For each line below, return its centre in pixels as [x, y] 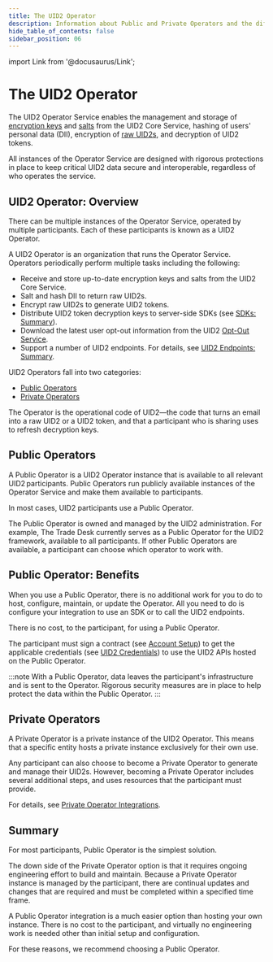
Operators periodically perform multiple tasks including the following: [124, 263]
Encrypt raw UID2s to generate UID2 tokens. [95, 305]
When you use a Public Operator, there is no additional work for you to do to [136, 594]
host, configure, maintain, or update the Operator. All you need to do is [127, 603]
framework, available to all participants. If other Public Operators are [123, 541]
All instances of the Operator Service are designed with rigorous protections [136, 159]
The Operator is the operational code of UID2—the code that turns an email [134, 412]
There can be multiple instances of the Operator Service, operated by [125, 221]
